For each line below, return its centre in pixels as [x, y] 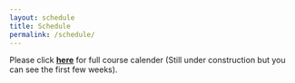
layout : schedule [42, 18]
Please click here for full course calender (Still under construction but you [147, 60]
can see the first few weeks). [64, 69]
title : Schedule [40, 26]
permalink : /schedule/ [52, 34]
